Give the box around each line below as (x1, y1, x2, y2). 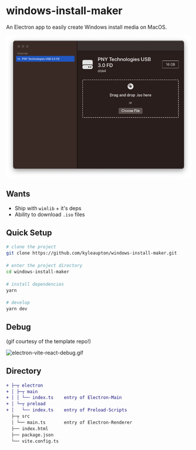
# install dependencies (6, 281, 65, 287)
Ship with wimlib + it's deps (14, 204, 82, 212)
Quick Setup (6, 228, 52, 238)
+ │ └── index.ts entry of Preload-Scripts (6, 407, 127, 413)
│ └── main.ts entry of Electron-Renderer (11, 419, 133, 425)
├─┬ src (11, 414, 31, 419)
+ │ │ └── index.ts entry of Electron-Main (6, 395, 122, 401)
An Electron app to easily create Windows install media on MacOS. (6, 23, 167, 31)
